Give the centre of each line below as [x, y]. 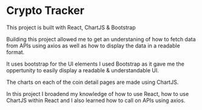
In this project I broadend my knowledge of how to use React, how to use [98, 94]
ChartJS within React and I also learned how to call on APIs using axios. [96, 100]
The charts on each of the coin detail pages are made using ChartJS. [93, 82]
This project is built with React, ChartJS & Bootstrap [71, 27]
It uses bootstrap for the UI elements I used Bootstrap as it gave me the [96, 64]
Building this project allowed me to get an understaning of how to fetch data [101, 39]
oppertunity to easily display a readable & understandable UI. [83, 70]
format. [15, 52]
